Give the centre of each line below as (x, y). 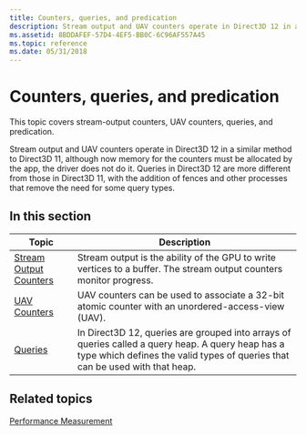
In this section (51, 216)
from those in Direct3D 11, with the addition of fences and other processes (149, 178)
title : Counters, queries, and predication (93, 18)
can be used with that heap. (137, 367)
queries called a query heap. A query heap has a (181, 344)
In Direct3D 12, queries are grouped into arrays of (184, 332)
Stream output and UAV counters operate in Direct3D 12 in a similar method (151, 149)
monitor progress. (115, 280)
